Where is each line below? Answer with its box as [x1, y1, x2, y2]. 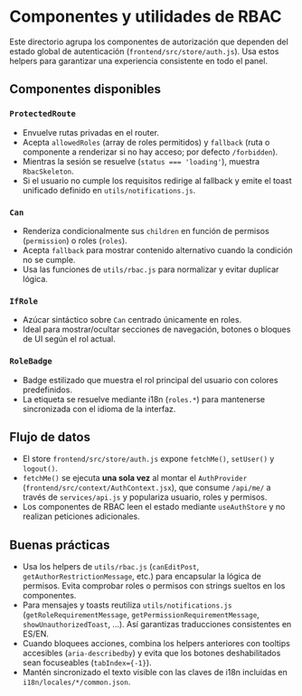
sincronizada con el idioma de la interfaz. [22, 403, 176, 414]
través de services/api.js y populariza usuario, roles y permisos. [22, 492, 268, 503]
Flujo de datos [9, 429, 90, 445]
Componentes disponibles [9, 81, 161, 97]
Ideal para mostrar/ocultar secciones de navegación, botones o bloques [22, 324, 291, 335]
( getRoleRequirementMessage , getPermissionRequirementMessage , [22, 609, 260, 620]
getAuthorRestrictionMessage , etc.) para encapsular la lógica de [22, 571, 262, 582]
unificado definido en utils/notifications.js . [22, 184, 196, 195]
